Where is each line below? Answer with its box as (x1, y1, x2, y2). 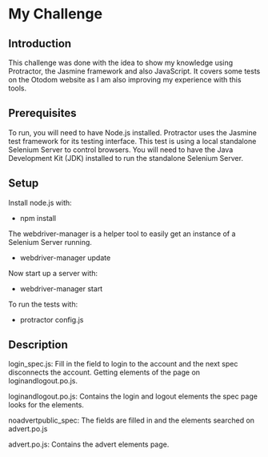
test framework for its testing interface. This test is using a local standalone (8, 136, 257, 146)
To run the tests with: (8, 299, 78, 309)
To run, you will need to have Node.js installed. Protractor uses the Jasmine (8, 127, 258, 137)
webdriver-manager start (19, 283, 103, 293)
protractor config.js (19, 315, 84, 324)
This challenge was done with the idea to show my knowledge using (8, 58, 234, 67)
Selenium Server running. (8, 237, 92, 247)
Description (8, 338, 68, 352)
